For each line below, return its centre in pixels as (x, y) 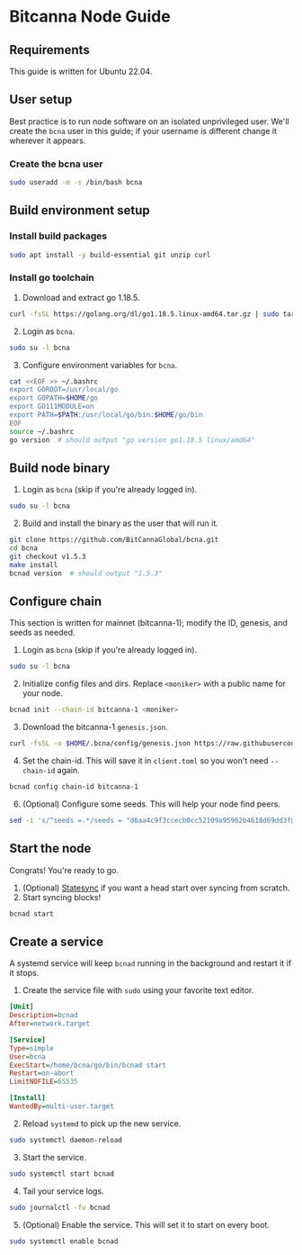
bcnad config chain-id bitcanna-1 (74, 787)
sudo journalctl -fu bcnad (60, 1207)
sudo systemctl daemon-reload (66, 1140)
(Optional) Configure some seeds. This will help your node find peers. (151, 804)
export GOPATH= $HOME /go (54, 398)
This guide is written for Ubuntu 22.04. (81, 71)
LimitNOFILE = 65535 (44, 1082)
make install (34, 564)
